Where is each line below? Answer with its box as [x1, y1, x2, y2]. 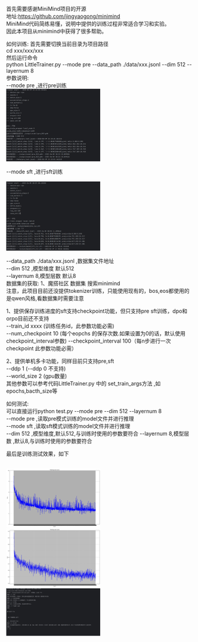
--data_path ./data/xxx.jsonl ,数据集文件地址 [6, 258, 115, 265]
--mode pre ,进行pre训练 [6, 82, 67, 88]
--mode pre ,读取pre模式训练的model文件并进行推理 [6, 415, 134, 423]
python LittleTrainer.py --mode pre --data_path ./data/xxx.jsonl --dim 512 [6, 61, 186, 68]
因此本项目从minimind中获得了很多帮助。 [6, 27, 107, 35]
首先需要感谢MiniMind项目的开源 [6, 5, 86, 12]
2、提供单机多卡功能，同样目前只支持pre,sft [6, 357, 115, 365]
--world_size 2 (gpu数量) [6, 372, 67, 380]
